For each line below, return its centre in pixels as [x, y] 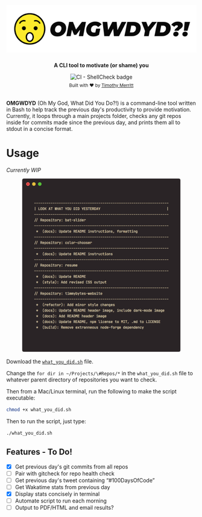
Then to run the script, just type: [46, 421]
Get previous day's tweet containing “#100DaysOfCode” [85, 480]
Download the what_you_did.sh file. [50, 361]
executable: [21, 398]
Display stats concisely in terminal [57, 494]
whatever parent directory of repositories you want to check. [82, 380]
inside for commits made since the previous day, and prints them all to [93, 122]
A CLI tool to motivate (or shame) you [101, 65]
